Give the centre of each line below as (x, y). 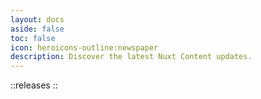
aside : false (37, 29)
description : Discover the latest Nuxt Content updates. (131, 57)
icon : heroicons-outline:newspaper (84, 47)
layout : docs (37, 19)
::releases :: (34, 85)
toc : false (33, 38)
